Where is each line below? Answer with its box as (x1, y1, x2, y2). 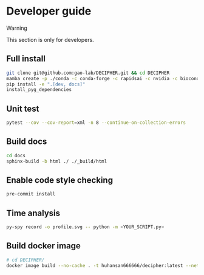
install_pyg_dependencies (6, 87, 72, 93)
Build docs (6, 137, 47, 147)
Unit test (6, 103, 39, 114)
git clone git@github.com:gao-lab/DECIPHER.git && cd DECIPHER (6, 70, 170, 76)
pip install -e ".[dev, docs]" (6, 81, 86, 87)
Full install (6, 53, 46, 64)
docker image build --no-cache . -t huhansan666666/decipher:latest (6, 262, 183, 268)
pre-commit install (6, 191, 56, 197)
